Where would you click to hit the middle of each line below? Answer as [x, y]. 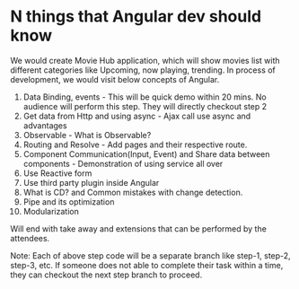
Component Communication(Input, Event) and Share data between [146, 153]
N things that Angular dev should [136, 17]
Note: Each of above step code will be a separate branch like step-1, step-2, [150, 255]
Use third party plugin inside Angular [91, 182]
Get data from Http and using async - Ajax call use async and [137, 116]
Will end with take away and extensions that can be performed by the [139, 228]
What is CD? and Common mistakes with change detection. [133, 192]
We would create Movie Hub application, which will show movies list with [145, 60]
